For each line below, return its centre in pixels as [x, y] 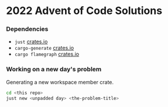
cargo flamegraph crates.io [47, 54]
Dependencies [27, 29]
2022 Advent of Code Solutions [84, 11]
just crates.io [31, 42]
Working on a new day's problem [54, 70]
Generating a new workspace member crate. [60, 82]
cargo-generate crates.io [44, 48]
